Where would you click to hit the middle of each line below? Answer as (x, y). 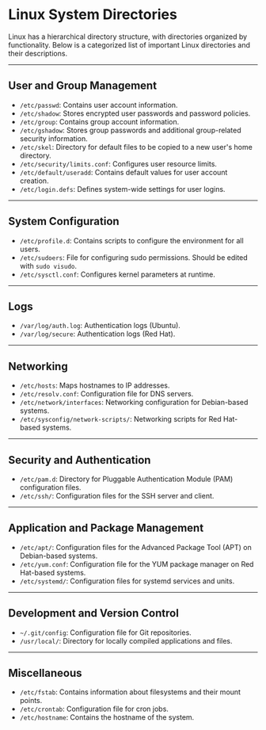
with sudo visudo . (48, 266)
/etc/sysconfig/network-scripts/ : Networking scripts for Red (120, 419)
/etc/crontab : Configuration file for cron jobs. (94, 709)
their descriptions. (38, 53)
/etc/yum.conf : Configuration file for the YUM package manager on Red (137, 564)
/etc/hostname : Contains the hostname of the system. (107, 717)
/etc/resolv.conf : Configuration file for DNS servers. (106, 394)
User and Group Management (82, 86)
